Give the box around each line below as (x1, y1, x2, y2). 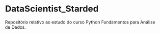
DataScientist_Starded (5, 3, 99, 14)
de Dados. (5, 24, 26, 30)
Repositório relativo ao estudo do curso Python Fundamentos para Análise (5, 19, 156, 25)
